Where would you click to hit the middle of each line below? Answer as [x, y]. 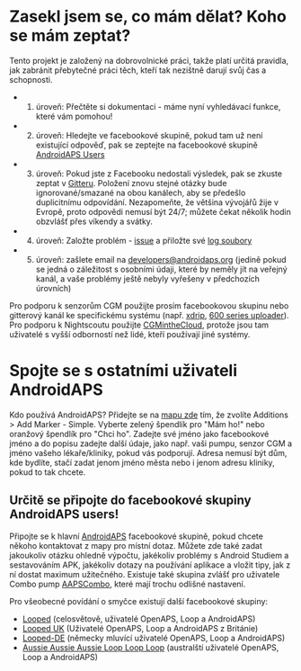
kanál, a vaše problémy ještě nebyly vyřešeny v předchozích [148, 278]
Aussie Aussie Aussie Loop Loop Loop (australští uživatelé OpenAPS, [150, 647]
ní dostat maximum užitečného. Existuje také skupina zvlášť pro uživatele [145, 574]
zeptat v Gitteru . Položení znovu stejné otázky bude [131, 183]
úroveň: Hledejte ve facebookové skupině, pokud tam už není [149, 135]
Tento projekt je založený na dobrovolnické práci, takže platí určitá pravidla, [149, 60]
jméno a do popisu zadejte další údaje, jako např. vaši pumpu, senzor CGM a [151, 443]
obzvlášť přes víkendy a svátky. [94, 221]
